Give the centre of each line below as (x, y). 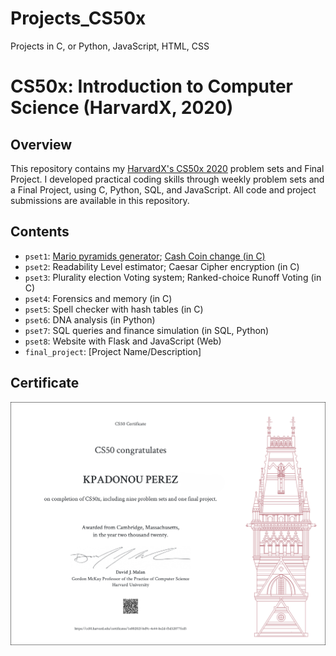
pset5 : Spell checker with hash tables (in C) (114, 309)
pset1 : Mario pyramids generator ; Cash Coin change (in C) (145, 256)
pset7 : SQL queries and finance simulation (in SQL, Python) (147, 330)
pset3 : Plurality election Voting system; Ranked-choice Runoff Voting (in (173, 277)
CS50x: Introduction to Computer (152, 86)
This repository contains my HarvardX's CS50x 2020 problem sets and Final (167, 168)
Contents (40, 232)
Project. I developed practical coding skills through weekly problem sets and (167, 179)
